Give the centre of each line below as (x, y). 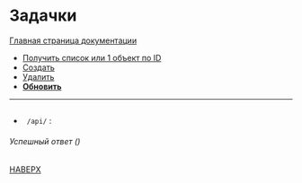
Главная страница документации (73, 40)
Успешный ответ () (45, 141)
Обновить (42, 86)
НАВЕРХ (26, 169)
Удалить (38, 76)
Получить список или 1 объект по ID (92, 57)
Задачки (43, 16)
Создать (39, 67)
